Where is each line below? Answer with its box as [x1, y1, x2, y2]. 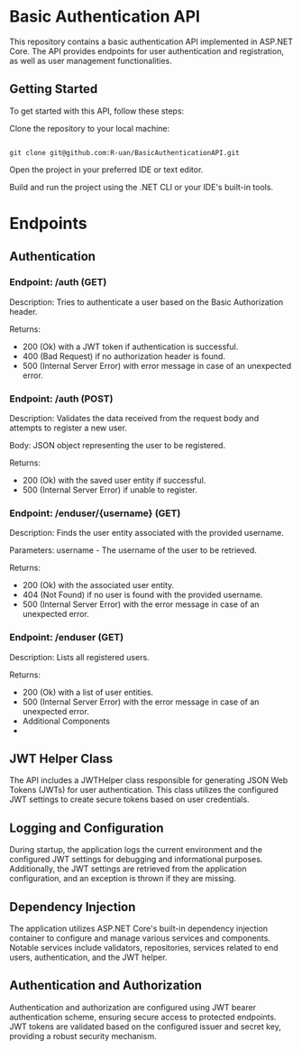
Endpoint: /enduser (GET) [9, 631, 124, 644]
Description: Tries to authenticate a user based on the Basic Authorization [9, 296, 284, 308]
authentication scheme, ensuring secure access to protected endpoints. [9, 1011, 277, 1022]
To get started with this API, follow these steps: [9, 106, 185, 116]
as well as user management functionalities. [9, 55, 173, 66]
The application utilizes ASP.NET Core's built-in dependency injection [9, 923, 269, 934]
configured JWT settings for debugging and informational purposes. [9, 854, 263, 865]
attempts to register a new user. [9, 422, 128, 433]
